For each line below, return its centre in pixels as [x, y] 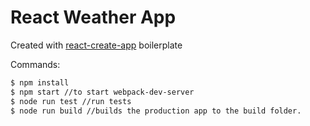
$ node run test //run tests [71, 101]
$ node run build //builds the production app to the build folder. [156, 111]
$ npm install [40, 82]
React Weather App [93, 17]
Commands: [35, 64]
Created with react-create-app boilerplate [96, 45]
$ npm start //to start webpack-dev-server [102, 92]
